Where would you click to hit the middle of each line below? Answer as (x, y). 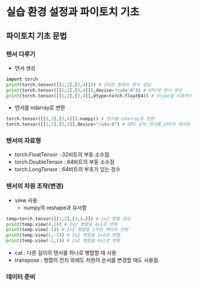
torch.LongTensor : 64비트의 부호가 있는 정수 (67, 170)
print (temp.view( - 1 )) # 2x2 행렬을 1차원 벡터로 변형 (67, 230)
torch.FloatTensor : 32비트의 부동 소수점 (62, 155)
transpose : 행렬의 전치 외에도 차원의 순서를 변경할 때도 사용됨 (86, 260)
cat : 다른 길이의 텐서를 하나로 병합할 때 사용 (65, 253)
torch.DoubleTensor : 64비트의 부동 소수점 (65, 162)
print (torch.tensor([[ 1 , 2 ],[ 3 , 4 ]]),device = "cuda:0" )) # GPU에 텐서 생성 (94, 90)
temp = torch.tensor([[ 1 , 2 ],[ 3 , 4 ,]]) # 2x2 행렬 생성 (68, 219)
